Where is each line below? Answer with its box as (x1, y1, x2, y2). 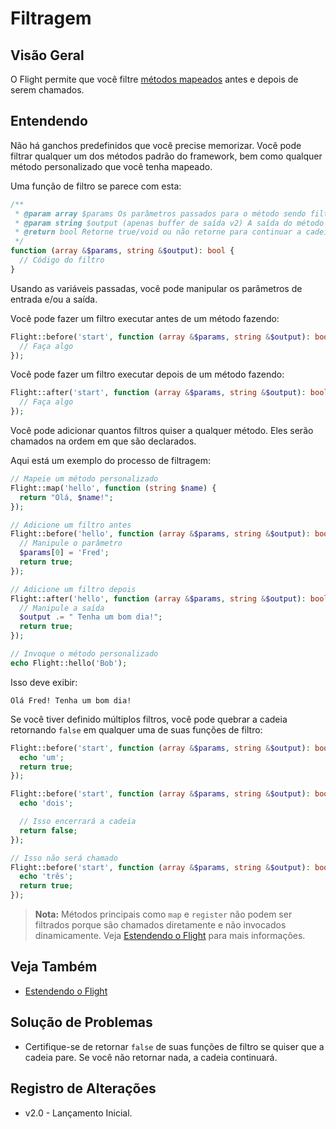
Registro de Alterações (10, 1080, 157, 1097)
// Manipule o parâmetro (19, 538, 123, 549)
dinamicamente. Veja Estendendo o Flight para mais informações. (34, 930, 306, 942)
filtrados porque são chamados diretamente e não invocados (34, 919, 287, 931)
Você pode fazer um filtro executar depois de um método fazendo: (10, 368, 285, 381)
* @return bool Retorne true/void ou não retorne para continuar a (14, 227, 302, 237)
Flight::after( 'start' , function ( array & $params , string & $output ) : (10, 388, 307, 398)
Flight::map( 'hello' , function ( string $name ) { (10, 483, 217, 493)
